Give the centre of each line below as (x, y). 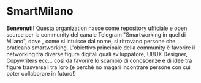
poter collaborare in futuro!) (41, 73)
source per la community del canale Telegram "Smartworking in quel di (96, 34)
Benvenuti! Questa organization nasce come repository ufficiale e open (97, 28)
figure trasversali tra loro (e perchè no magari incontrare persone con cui (99, 67)
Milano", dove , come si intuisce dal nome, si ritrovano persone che (91, 41)
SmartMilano (40, 11)
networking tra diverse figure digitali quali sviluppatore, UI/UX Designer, (97, 54)
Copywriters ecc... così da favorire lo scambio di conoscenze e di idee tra (99, 60)
